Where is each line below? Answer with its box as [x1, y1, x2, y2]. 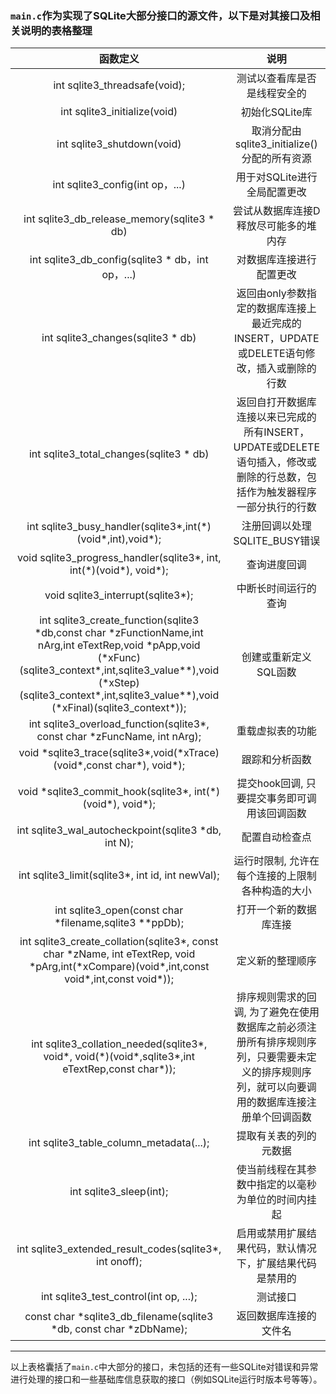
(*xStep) [98, 676, 140, 690]
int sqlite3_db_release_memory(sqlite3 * [23, 212, 215, 226]
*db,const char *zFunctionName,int [34, 626, 204, 640]
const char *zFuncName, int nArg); [36, 730, 202, 744]
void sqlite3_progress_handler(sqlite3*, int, [17, 551, 222, 565]
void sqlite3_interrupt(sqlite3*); [44, 588, 194, 602]
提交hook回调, [236, 777, 304, 791]
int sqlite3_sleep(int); [69, 1185, 169, 1199]
